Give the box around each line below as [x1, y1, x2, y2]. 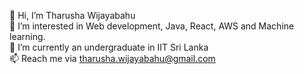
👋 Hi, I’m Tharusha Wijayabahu [9, 10, 136, 21]
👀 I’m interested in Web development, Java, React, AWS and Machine [9, 20, 295, 32]
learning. [9, 31, 46, 42]
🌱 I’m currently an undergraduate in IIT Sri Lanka [9, 41, 209, 53]
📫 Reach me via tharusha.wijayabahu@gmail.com [9, 53, 216, 64]
